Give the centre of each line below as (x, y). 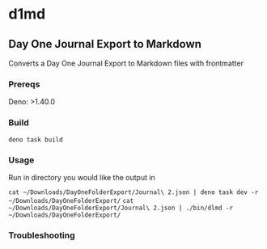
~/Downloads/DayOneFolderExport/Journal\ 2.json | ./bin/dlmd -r (121, 208)
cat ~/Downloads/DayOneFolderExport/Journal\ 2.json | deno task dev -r (133, 192)
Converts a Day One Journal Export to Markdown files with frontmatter (126, 63)
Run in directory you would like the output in (82, 177)
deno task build (36, 139)
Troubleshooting (42, 235)
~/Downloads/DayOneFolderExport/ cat (71, 200)
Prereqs (24, 84)
